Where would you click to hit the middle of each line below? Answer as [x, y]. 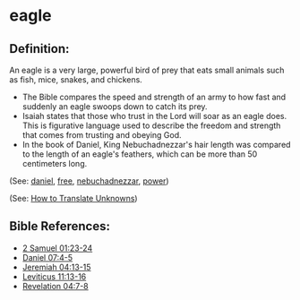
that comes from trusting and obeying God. [102, 135]
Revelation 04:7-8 [56, 286]
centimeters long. [55, 163]
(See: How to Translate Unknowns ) [73, 198]
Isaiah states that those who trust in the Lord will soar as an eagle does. [154, 116]
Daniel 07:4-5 [47, 257]
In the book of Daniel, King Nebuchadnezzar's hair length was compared [156, 145]
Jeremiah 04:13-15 [56, 267]
